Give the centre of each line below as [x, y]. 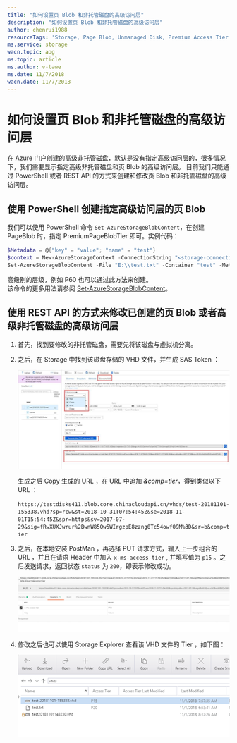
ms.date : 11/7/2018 [36, 74]
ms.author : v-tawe [34, 67]
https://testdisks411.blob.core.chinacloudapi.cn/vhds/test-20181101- [123, 505]
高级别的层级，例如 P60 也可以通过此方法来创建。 [80, 279]
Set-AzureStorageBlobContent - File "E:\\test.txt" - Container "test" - [115, 265]
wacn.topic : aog [31, 52]
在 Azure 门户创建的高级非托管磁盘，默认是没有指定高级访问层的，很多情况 [116, 158]
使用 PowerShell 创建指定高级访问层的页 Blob [107, 209]
